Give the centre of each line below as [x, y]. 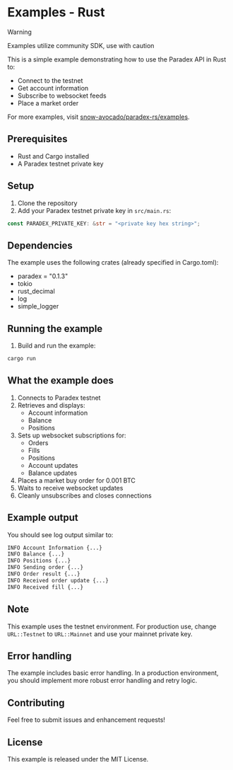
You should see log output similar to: [60, 534]
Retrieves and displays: [52, 405]
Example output [43, 518]
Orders [38, 442]
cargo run [22, 359]
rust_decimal [36, 292]
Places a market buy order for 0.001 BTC [77, 480]
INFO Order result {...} [44, 574]
